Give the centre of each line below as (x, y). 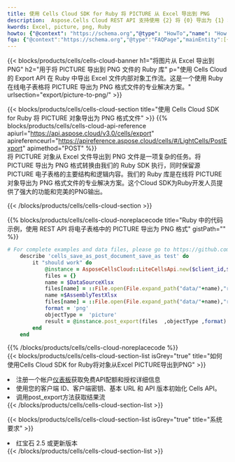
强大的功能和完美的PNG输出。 (63, 192)
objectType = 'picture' (81, 315)
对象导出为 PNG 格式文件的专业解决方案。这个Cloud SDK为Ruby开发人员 (112, 183)
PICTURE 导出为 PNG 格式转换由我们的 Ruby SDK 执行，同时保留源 (104, 165)
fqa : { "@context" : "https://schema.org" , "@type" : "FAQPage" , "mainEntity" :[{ (119, 40)
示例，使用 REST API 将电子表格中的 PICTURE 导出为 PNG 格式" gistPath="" (116, 229)
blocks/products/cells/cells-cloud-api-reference (77, 126)
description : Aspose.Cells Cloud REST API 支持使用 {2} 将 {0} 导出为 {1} (116, 20)
